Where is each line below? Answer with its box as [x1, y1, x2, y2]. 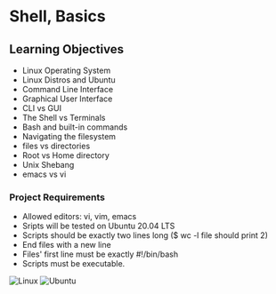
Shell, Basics [9, 6, 106, 27]
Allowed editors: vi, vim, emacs [21, 211, 137, 222]
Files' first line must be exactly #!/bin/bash [21, 249, 179, 259]
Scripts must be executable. [21, 258, 126, 269]
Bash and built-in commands [21, 122, 128, 132]
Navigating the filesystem [21, 131, 117, 141]
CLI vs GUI [21, 103, 62, 113]
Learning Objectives [9, 42, 125, 57]
